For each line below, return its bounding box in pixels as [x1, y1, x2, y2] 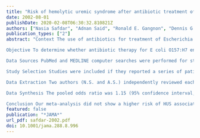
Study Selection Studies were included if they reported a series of [6, 68, 183, 74]
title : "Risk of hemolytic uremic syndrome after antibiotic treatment [6, 8, 187, 15]
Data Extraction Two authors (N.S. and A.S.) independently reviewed [6, 79, 183, 85]
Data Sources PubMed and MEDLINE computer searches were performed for [6, 58, 187, 64]
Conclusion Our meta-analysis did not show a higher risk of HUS [6, 101, 171, 107]
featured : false [6, 106, 46, 112]
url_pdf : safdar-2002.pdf [6, 117, 70, 124]
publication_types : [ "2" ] [6, 31, 70, 37]
